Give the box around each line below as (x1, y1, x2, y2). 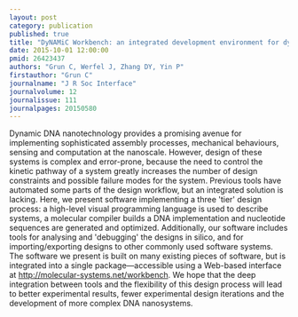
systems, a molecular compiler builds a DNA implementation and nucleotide (9, 213, 286, 224)
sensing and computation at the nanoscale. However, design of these (9, 147, 263, 158)
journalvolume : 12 (9, 87, 77, 96)
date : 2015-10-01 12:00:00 (9, 46, 109, 55)
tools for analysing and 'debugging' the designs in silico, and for (9, 232, 244, 242)
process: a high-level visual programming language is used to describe (9, 203, 269, 214)
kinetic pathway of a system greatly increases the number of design (9, 166, 258, 177)
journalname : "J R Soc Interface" (9, 79, 137, 88)
